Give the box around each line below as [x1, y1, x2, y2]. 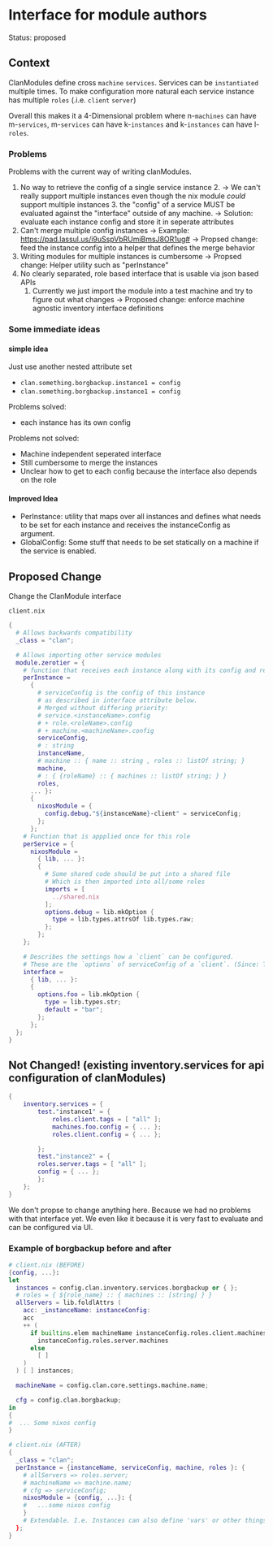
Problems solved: [8, 402, 67, 412]
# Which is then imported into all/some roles [44, 877, 206, 886]
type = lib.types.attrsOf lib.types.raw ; [51, 916, 195, 924]
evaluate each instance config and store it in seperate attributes [19, 217, 234, 227]
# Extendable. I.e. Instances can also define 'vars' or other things [23, 1517, 267, 1525]
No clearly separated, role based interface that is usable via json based [19, 269, 259, 279]
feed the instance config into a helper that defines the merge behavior [19, 243, 256, 253]
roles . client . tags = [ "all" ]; [51, 1115, 162, 1123]
